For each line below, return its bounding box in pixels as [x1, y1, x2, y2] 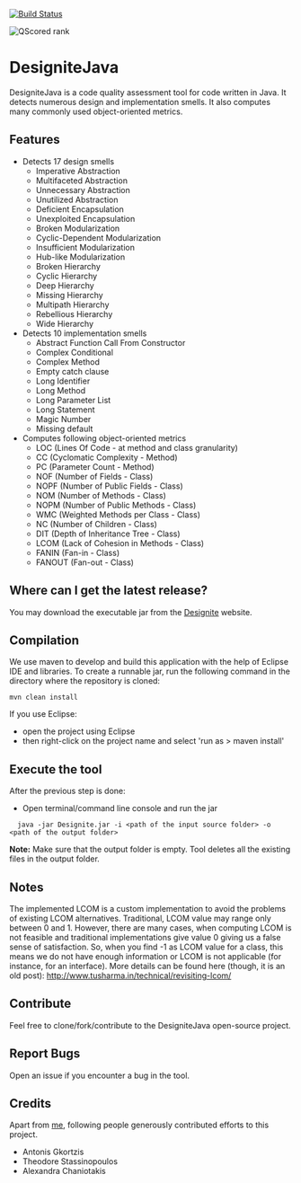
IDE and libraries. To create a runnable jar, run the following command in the [9, 666, 290, 677]
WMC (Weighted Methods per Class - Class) [35, 508, 200, 520]
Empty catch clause [35, 366, 110, 376]
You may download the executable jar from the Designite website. [9, 606, 253, 617]
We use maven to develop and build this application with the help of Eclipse [9, 657, 289, 667]
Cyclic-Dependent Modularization [35, 232, 162, 243]
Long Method [35, 384, 86, 395]
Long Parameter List [35, 394, 111, 405]
